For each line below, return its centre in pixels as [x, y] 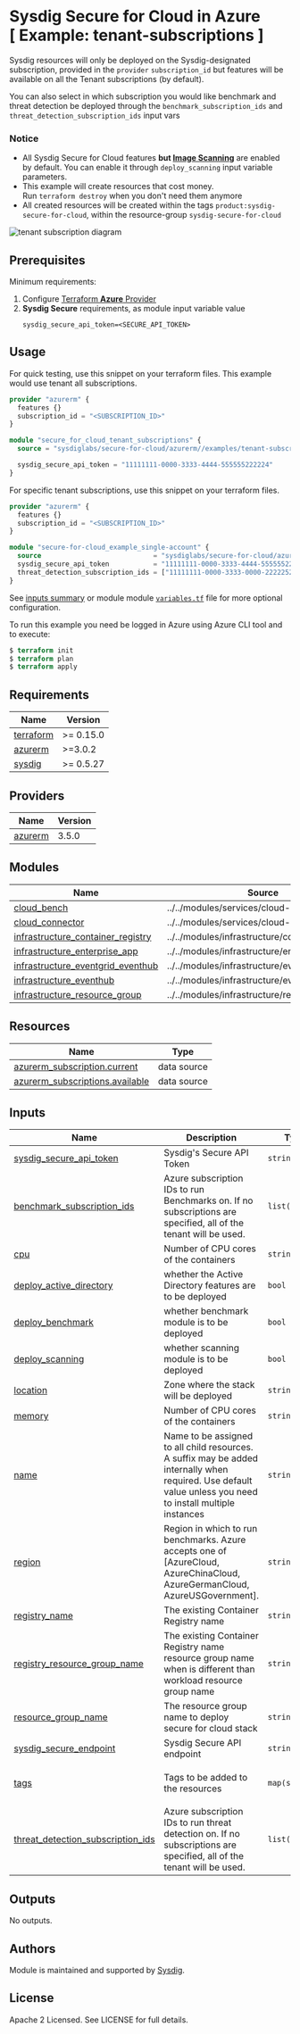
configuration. [35, 607]
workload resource [203, 1681]
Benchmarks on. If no [208, 1200]
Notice [24, 138]
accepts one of [196, 1551]
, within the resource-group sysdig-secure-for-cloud [183, 215]
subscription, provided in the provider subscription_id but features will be [146, 70]
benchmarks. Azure [205, 1540]
